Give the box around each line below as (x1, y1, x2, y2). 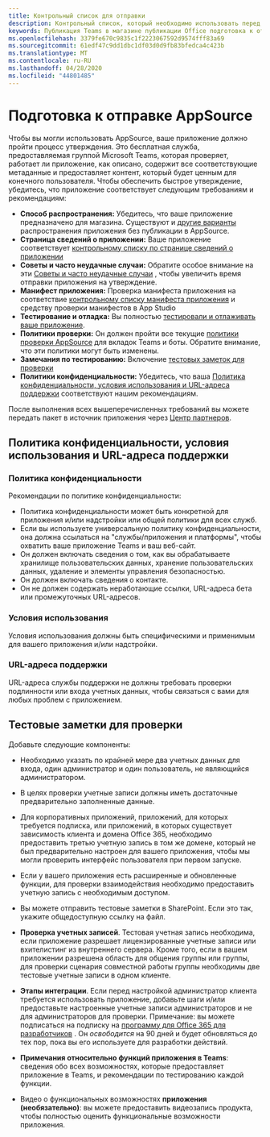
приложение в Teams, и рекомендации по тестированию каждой (19, 1069, 244, 1080)
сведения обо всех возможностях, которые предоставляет (19, 1061, 224, 1071)
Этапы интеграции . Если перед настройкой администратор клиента (19, 986, 257, 995)
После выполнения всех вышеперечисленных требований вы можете (8, 404, 249, 413)
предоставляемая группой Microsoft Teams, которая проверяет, (8, 150, 229, 160)
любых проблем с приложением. (8, 695, 123, 704)
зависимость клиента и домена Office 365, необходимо (19, 829, 213, 839)
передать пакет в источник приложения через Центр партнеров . (8, 413, 231, 422)
